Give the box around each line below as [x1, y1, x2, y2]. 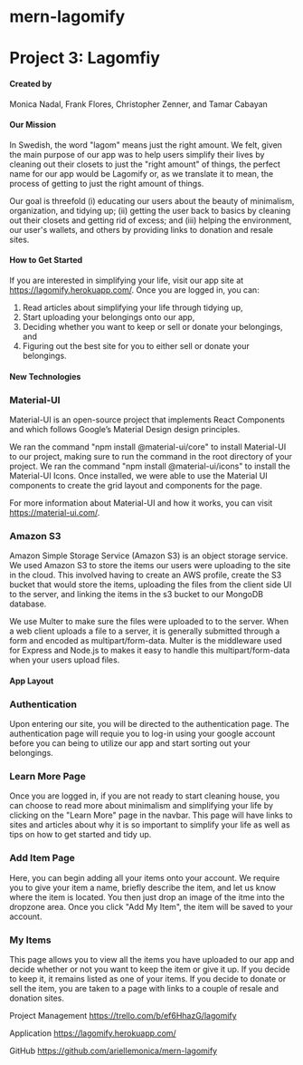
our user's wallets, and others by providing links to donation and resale [9, 224, 274, 235]
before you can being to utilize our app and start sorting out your [9, 738, 251, 749]
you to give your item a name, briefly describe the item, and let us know [9, 882, 277, 893]
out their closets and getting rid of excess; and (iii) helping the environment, [9, 215, 292, 226]
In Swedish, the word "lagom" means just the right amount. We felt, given [9, 139, 283, 150]
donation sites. [9, 992, 65, 1003]
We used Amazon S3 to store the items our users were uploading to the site [9, 560, 291, 571]
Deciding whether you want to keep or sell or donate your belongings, [22, 321, 283, 332]
